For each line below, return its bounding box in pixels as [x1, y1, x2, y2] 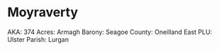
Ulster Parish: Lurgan [7, 35, 69, 43]
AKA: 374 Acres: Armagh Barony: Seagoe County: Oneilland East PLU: [7, 28, 213, 36]
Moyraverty [7, 4, 79, 21]
